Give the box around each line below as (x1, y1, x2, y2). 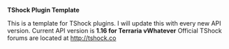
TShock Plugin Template (7, 6, 80, 14)
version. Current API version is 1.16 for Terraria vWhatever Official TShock (7, 27, 222, 35)
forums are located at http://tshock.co (7, 34, 117, 42)
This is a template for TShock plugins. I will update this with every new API (7, 19, 221, 27)
